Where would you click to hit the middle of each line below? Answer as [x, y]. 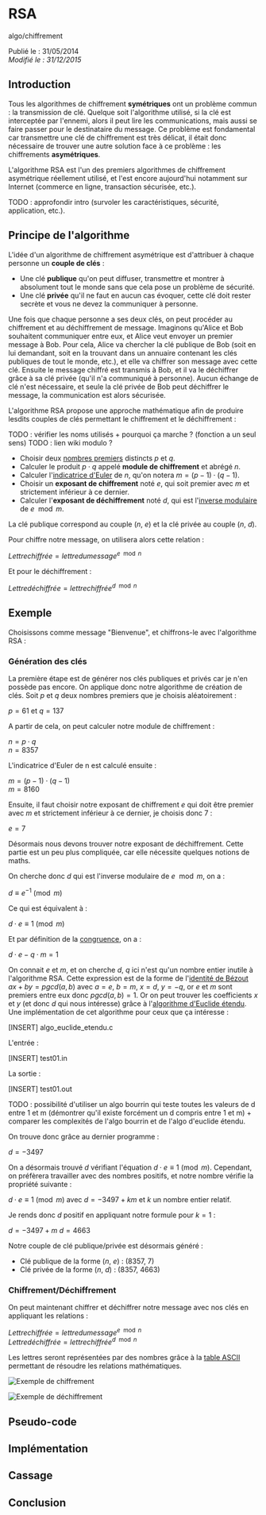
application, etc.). [37, 210]
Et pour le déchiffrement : [50, 572]
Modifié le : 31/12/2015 [45, 60]
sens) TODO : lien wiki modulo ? [60, 442]
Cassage [31, 1476]
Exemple [30, 613]
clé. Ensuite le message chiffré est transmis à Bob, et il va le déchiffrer [123, 369]
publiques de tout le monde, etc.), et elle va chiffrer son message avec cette [133, 361]
